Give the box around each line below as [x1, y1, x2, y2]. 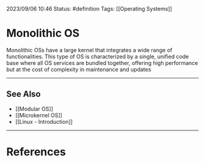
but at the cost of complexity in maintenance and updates [6, 66, 151, 73]
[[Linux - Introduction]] [15, 118, 73, 125]
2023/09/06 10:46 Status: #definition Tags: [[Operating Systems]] [6, 5, 173, 12]
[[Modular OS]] [15, 105, 54, 112]
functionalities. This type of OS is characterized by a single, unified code [6, 53, 189, 60]
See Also [6, 89, 41, 100]
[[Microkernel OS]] [15, 112, 63, 119]
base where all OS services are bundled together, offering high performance [6, 59, 198, 66]
